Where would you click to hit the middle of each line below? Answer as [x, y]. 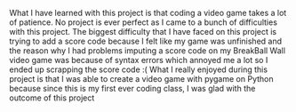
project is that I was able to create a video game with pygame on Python [141, 79]
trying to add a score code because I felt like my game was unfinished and [146, 41]
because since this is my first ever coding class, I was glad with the [132, 88]
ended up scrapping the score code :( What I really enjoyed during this [139, 69]
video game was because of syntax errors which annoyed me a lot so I [139, 60]
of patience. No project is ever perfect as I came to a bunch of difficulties [144, 22]
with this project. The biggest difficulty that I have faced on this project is [143, 32]
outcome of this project [52, 98]
